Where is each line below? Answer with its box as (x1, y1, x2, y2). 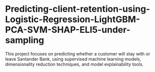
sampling (5, 35, 45, 46)
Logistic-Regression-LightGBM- (5, 14, 140, 25)
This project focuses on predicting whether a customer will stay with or (5, 50, 150, 57)
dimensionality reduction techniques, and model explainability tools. (5, 61, 144, 67)
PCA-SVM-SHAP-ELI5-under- (5, 24, 131, 35)
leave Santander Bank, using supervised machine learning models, (5, 56, 141, 62)
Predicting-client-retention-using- (5, 3, 150, 15)
